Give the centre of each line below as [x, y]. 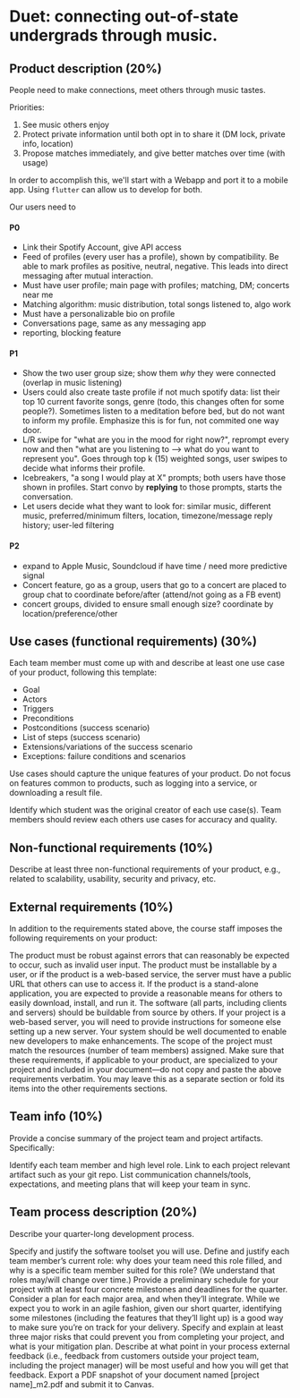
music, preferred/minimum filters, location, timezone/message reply [147, 516]
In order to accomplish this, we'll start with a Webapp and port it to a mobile [149, 180]
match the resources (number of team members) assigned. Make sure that [147, 1051]
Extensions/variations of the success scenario [107, 747]
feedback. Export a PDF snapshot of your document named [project [134, 1375]
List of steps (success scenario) [81, 737]
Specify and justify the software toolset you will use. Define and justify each [150, 1251]
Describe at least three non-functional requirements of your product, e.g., [145, 869]
